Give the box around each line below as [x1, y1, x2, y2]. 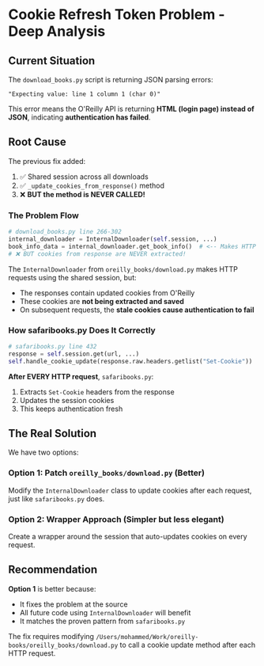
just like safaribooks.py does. [8, 493, 105, 504]
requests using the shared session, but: [8, 272, 137, 282]
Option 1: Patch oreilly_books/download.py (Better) [8, 467, 206, 478]
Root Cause [8, 135, 67, 149]
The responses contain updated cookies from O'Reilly [19, 287, 195, 298]
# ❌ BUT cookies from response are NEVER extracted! [8, 249, 187, 258]
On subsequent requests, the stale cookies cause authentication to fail [19, 305, 255, 314]
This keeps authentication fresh [19, 404, 123, 413]
